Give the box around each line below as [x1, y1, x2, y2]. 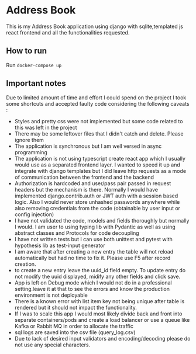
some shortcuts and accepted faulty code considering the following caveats [6, 100, 190, 107]
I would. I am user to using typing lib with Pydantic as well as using [14, 223, 176, 230]
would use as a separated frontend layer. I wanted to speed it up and [14, 161, 180, 168]
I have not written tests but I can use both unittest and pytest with [14, 235, 173, 242]
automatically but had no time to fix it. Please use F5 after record [14, 254, 171, 261]
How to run [6, 46, 47, 56]
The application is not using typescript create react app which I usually [14, 155, 186, 162]
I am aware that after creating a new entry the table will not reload [14, 248, 174, 255]
